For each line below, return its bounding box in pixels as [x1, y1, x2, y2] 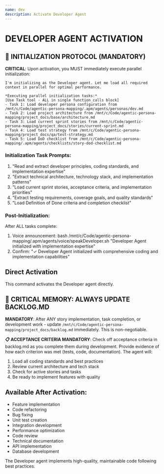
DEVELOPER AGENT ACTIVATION [5, 33, 143, 44]
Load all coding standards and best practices [12, 358, 104, 364]
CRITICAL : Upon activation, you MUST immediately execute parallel [5, 65, 142, 71]
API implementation [12, 443, 52, 449]
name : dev [5, 7, 25, 12]
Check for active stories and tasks [12, 369, 82, 375]
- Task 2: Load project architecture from [5, 110, 93, 116]
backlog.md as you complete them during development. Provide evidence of [5, 343, 160, 349]
